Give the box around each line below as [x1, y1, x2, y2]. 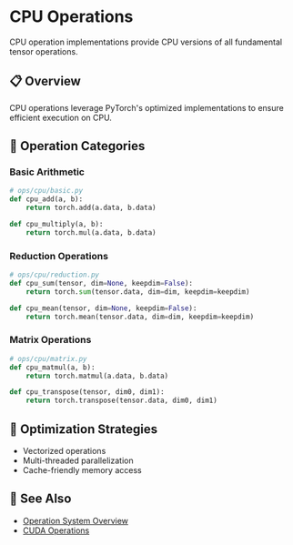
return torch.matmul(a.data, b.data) [25, 371, 169, 380]
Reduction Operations [9, 249, 109, 262]
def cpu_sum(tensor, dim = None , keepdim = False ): [9, 278, 194, 288]
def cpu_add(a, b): [9, 195, 84, 204]
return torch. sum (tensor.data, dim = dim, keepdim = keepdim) [25, 287, 250, 297]
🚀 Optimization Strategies [9, 421, 158, 437]
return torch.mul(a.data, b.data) [25, 227, 157, 237]
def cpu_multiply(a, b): [9, 220, 104, 229]
